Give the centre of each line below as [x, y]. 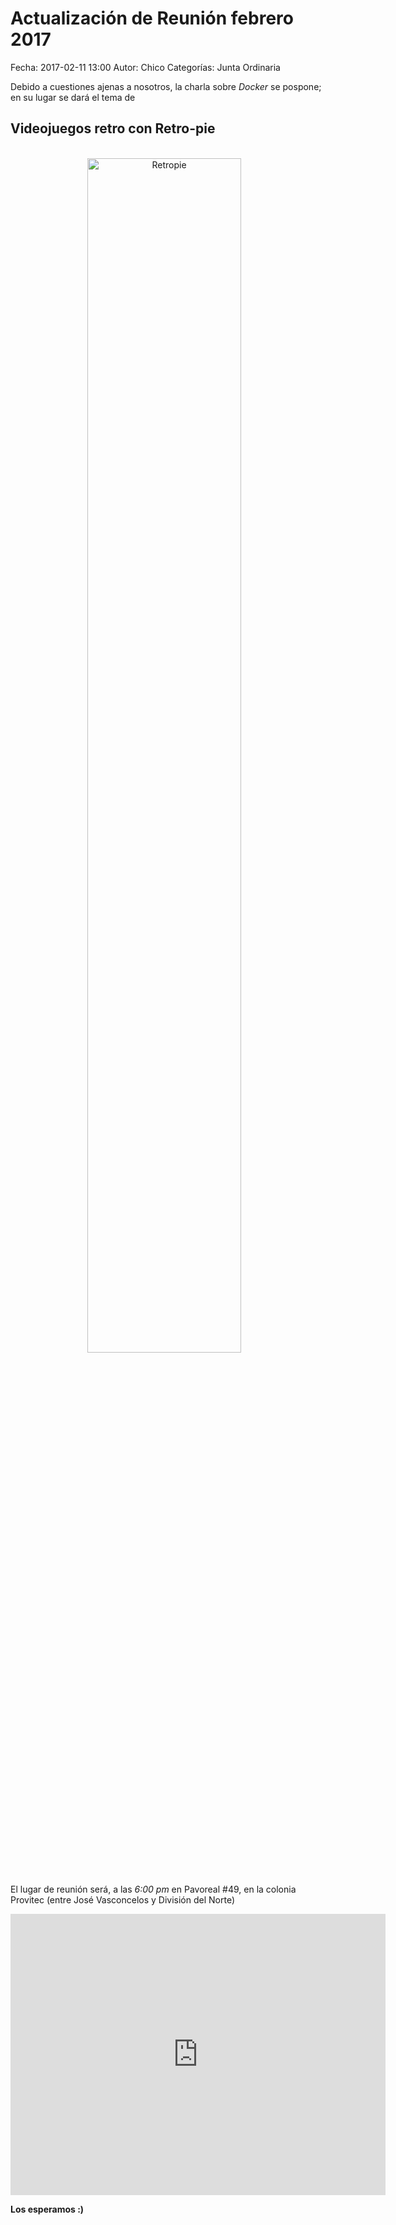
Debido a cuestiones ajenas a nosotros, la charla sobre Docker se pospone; [166, 86]
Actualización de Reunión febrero [152, 18]
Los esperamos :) [47, 2209]
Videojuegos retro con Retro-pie [113, 128]
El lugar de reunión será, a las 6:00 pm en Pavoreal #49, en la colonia [153, 1889]
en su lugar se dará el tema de [73, 97]
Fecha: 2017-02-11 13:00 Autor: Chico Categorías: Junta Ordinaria [145, 67]
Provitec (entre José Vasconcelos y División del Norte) [123, 1899]
